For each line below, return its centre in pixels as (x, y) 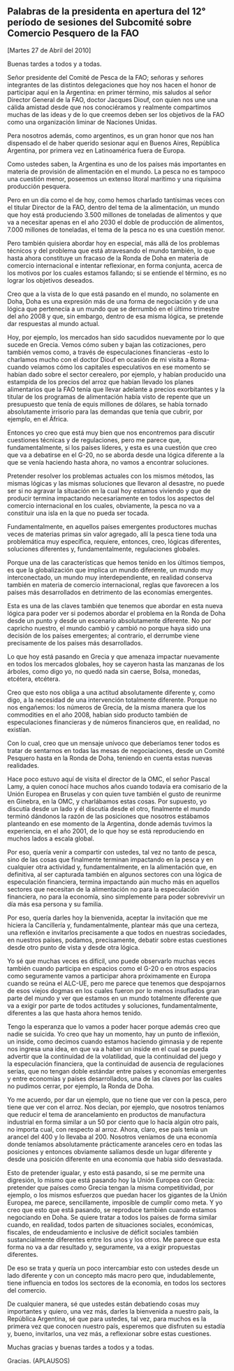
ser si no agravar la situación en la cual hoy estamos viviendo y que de (109, 491)
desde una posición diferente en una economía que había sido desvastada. (115, 1159)
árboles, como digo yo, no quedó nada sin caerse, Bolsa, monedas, (104, 671)
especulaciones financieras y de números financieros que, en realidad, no (114, 722)
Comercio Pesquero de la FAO (73, 33)
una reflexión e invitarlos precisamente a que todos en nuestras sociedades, (117, 932)
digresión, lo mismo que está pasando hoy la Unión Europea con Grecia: (111, 1180)
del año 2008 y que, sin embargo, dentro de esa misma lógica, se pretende (115, 316)
